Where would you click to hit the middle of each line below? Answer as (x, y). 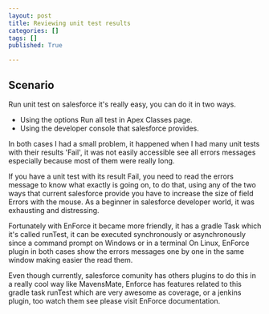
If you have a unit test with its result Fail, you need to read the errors (121, 176)
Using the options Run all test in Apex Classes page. (106, 119)
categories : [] (34, 30)
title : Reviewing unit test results (69, 23)
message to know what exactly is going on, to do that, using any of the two (132, 184)
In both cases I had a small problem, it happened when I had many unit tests (134, 143)
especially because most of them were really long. (92, 160)
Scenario (31, 85)
